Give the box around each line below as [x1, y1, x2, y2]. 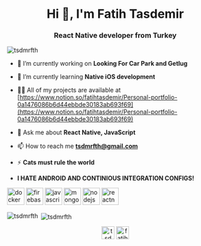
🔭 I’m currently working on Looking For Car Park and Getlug [16, 60, 188, 68]
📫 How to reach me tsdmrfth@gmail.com [16, 142, 139, 150]
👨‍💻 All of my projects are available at [16, 86, 121, 95]
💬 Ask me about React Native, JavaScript [16, 128, 136, 136]
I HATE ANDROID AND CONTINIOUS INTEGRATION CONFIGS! [16, 174, 194, 182]
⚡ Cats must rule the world [16, 158, 95, 167]
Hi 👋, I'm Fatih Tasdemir [47, 6, 184, 22]
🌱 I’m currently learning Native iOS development [16, 73, 156, 81]
